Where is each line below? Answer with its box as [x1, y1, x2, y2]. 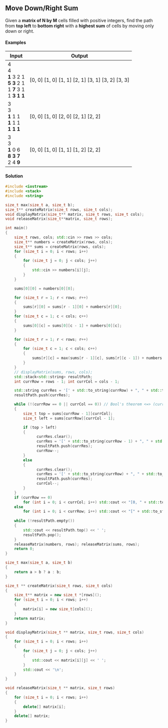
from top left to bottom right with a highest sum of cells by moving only [5, 23, 154, 29]
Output [70, 52, 88, 59]
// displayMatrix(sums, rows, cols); [14, 370, 93, 375]
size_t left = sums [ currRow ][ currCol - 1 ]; [23, 416, 115, 421]
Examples [5, 40, 26, 46]
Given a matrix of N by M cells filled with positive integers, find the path [5, 17, 153, 23]
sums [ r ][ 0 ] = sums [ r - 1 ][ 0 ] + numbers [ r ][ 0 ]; [23, 304, 122, 310]
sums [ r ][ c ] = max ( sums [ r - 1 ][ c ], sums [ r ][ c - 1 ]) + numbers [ [31, 355, 164, 361]
